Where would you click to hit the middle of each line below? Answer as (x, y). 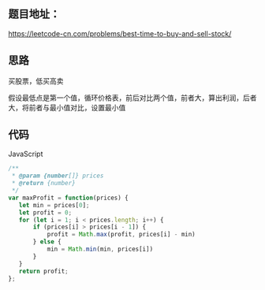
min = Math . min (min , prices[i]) (100, 249)
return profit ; (43, 271)
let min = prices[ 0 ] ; (54, 205)
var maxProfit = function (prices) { (68, 198)
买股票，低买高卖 (36, 80)
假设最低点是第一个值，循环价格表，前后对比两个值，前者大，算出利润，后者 (132, 98)
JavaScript (26, 154)
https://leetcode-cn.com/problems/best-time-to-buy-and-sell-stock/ (120, 33)
